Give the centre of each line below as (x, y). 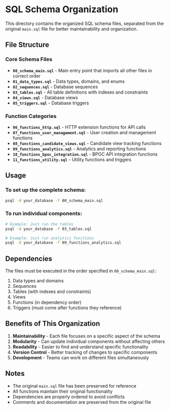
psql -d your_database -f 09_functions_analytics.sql (63, 243)
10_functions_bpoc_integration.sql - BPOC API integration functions (85, 154)
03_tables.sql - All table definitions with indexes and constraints (80, 92)
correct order (26, 76)
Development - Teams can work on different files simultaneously (81, 358)
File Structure (27, 45)
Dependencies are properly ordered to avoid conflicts (69, 397)
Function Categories (31, 116)
